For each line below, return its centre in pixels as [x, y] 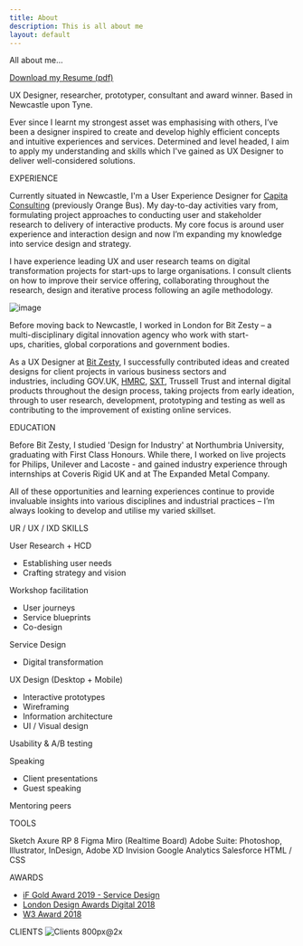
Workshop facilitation [49, 591]
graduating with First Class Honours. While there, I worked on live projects [148, 455]
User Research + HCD [51, 546]
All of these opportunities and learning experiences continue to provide [142, 492]
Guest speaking [52, 789]
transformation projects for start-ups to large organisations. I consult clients [151, 271]
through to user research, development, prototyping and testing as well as [147, 401]
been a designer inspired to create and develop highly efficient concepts [145, 132]
